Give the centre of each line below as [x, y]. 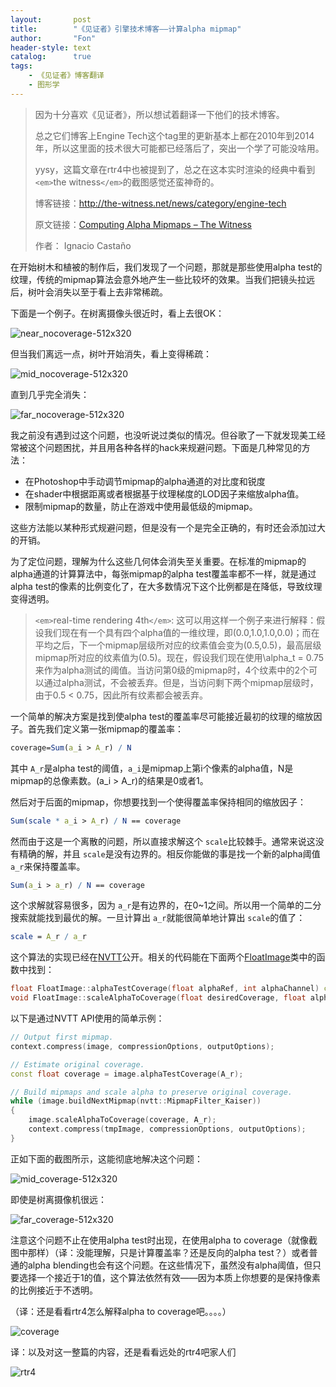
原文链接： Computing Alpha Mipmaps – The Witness [143, 224]
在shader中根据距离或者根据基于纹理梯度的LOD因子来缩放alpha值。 [164, 493]
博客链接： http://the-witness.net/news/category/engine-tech [160, 203]
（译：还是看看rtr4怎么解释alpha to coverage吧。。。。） [121, 1311]
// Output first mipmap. [62, 1037]
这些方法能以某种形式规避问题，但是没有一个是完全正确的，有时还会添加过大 [168, 527]
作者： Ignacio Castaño [83, 245]
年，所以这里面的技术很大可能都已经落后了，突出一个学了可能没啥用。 [179, 148]
